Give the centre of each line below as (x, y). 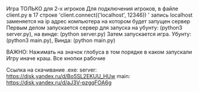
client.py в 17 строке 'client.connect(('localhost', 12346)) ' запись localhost (99, 15)
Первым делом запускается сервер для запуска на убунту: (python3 (94, 27)
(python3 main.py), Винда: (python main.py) (61, 40)
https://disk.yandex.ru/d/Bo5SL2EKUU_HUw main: (68, 76)
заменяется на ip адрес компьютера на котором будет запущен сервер (98, 21)
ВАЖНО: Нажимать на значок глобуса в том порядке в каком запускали (99, 52)
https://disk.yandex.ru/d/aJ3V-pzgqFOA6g (59, 82)
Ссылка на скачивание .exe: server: (52, 70)
